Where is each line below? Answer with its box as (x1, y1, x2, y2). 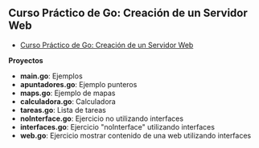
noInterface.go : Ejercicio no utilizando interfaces (19, 114, 183, 123)
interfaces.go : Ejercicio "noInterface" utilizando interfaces (19, 122, 216, 131)
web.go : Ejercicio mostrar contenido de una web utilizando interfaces (19, 130, 252, 140)
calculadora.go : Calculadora (19, 96, 117, 106)
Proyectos (8, 55, 43, 65)
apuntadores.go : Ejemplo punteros (19, 79, 138, 89)
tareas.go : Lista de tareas (19, 105, 106, 114)
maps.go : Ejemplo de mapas (19, 88, 116, 98)
